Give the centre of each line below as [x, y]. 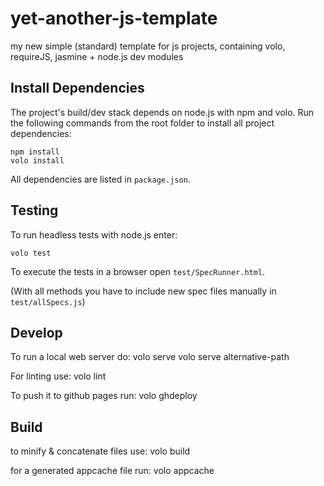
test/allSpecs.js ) [48, 301]
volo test [31, 253]
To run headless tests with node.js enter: [94, 234]
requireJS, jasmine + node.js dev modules [97, 56]
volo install [37, 160]
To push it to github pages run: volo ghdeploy [104, 396]
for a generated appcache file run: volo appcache [112, 471]
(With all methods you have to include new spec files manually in [143, 291]
